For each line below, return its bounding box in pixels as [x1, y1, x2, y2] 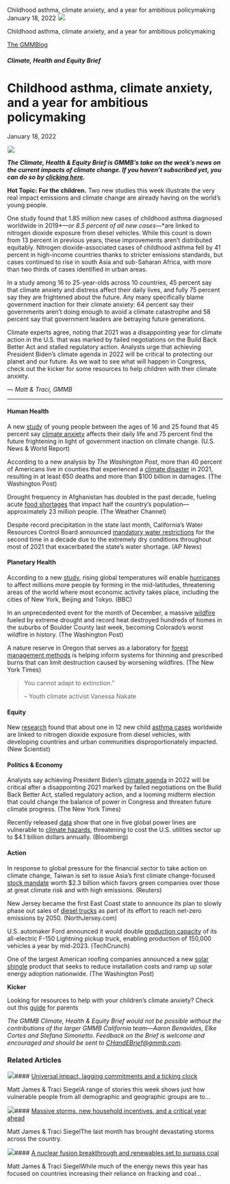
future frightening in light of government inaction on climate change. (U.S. [7, 437, 216, 445]
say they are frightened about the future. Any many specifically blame [7, 293, 204, 301]
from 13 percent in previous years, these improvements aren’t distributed [7, 236, 212, 244]
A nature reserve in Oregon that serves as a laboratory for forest [7, 643, 188, 652]
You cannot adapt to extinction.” [23, 678, 115, 687]
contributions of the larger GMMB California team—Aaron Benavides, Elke [7, 1023, 217, 1032]
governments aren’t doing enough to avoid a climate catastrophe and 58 [7, 307, 211, 316]
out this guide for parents [7, 1003, 79, 1011]
